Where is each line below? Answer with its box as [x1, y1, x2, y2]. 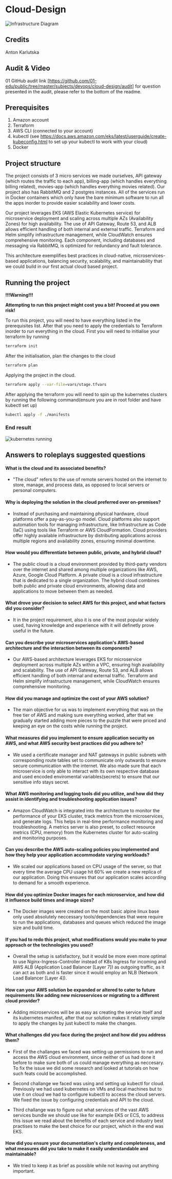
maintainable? [5, 1151, 37, 1157]
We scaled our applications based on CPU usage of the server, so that [12, 863, 162, 870]
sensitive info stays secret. [12, 779, 70, 785]
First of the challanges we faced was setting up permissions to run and [12, 1048, 163, 1055]
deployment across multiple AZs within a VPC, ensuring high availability [12, 662, 165, 668]
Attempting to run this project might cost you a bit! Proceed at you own [5, 302, 160, 308]
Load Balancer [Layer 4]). [12, 975, 67, 981]
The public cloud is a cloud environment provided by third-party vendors [12, 561, 167, 567]
